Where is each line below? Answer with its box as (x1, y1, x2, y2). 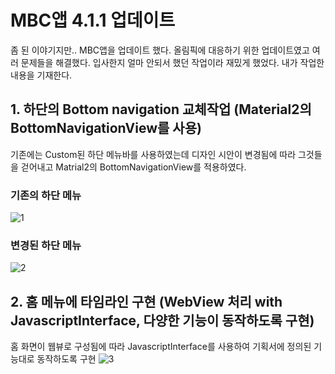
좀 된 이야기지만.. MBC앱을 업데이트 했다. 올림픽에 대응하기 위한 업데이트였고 (10, 44, 310, 56)
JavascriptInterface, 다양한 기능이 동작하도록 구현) (10, 312, 315, 329)
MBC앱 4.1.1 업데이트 (10, 9, 176, 32)
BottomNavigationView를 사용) (10, 120, 202, 137)
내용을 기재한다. (10, 69, 73, 81)
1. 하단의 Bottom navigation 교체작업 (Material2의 (10, 101, 312, 118)
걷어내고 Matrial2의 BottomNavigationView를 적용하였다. (20, 161, 247, 173)
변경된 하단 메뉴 (10, 238, 82, 252)
